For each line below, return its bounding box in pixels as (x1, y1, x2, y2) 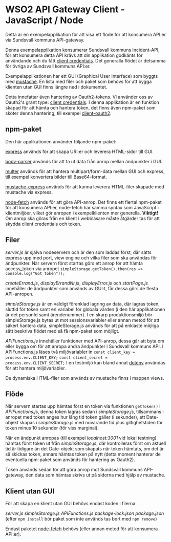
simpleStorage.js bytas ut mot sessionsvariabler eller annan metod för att (5, 317, 160, 323)
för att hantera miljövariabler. (5, 365, 66, 371)
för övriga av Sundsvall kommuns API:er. (5, 63, 91, 69)
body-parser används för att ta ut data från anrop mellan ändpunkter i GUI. (5, 158, 163, 164)
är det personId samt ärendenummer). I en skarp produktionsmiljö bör (5, 311, 153, 318)
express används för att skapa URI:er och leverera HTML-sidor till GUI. (5, 148, 154, 155)
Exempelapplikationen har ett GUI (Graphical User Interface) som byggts (5, 73, 158, 79)
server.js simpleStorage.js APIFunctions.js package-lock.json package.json (5, 510, 164, 516)
